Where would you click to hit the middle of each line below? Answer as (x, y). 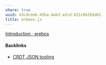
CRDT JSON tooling (33, 57)
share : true (18, 10)
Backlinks (16, 45)
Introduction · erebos (27, 34)
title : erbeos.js (24, 19)
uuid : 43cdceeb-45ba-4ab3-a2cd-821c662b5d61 (53, 15)
